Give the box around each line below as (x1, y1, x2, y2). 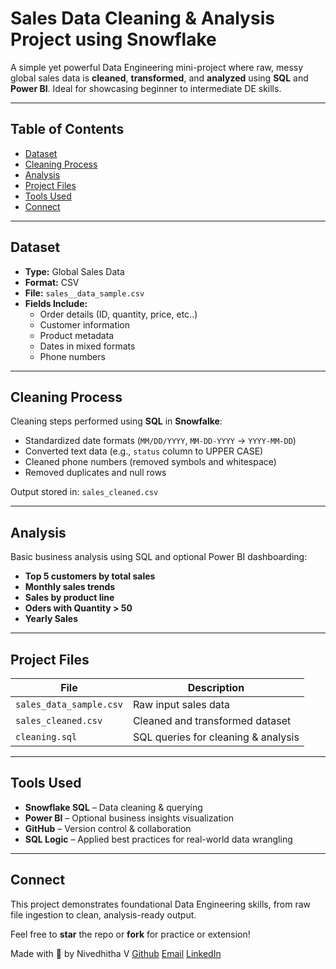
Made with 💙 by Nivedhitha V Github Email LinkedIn (10, 947, 222, 959)
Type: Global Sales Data (24, 265, 125, 277)
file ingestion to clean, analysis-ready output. (10, 908, 197, 921)
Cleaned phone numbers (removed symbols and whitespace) (24, 456, 277, 468)
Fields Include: (24, 297, 88, 309)
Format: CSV (24, 276, 80, 288)
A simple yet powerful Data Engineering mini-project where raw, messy (10, 61, 304, 73)
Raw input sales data (132, 698, 231, 711)
